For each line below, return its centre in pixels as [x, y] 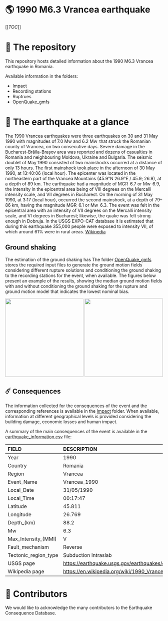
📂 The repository [40, 47]
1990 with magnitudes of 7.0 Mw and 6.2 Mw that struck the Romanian [78, 141]
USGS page [21, 563]
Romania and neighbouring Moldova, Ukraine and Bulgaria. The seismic [79, 157]
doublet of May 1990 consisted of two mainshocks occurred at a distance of [84, 162]
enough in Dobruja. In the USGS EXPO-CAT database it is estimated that [79, 221]
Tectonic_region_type [33, 555]
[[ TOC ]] [13, 27]
